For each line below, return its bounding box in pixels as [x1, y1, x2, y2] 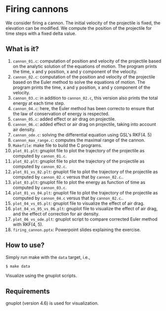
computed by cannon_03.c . [12, 185, 67, 190]
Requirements [5, 287, 50, 296]
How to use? [5, 241, 45, 249]
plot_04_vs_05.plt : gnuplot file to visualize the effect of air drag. [12, 200, 145, 206]
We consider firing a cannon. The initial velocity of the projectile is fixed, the [5, 20, 161, 26]
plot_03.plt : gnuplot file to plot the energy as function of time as [12, 179, 145, 185]
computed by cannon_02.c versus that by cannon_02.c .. [12, 174, 124, 180]
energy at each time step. [12, 100, 65, 106]
